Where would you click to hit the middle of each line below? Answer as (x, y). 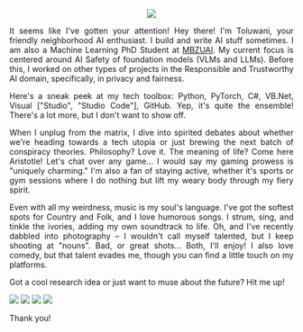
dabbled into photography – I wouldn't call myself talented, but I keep (151, 236)
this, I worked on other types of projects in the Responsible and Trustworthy (151, 69)
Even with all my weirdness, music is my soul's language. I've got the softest (151, 207)
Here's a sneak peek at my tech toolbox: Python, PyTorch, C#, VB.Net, (151, 96)
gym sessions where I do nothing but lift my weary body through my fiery (151, 180)
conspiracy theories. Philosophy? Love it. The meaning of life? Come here (151, 152)
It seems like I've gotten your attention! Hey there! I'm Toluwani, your (151, 31)
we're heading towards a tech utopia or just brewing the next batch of (151, 142)
